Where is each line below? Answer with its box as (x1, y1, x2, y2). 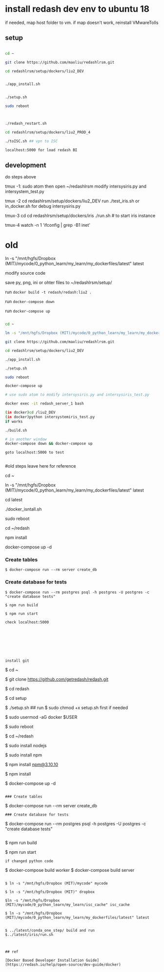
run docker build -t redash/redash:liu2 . (5, 289, 92, 295)
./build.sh (5, 428, 27, 433)
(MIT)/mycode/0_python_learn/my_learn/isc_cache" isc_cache (5, 902, 130, 907)
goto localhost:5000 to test (5, 450, 64, 455)
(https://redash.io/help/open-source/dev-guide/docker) (5, 962, 121, 967)
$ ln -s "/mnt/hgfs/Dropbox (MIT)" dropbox (5, 889, 95, 894)
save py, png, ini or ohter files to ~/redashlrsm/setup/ (5, 280, 112, 285)
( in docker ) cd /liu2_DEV (5, 410, 56, 415)
